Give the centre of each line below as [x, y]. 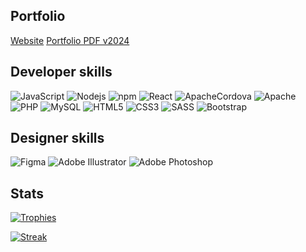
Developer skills [61, 72]
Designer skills [57, 138]
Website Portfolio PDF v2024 [70, 40]
